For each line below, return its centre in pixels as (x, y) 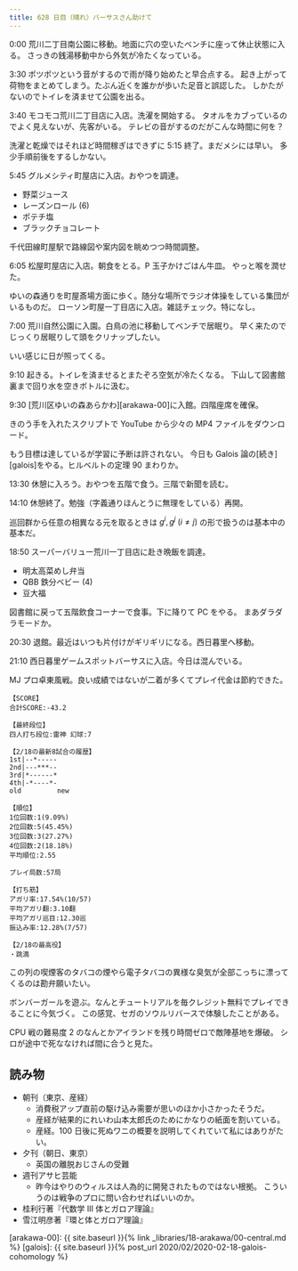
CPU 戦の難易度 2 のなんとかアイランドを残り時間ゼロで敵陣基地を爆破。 (144, 1032)
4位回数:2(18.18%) (41, 846)
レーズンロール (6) (56, 205)
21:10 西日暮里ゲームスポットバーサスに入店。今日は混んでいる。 (128, 661)
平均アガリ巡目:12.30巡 (48, 918)
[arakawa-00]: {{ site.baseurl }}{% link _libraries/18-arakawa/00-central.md (148, 1238)
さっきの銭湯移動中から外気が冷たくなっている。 (116, 55)
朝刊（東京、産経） (57, 1097)
